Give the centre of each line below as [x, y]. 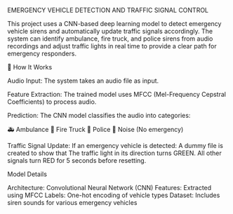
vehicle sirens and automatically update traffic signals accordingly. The [110, 31]
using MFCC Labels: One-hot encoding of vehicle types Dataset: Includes [114, 195]
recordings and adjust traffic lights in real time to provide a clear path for [112, 46]
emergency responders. [42, 53]
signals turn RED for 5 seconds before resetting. [77, 160]
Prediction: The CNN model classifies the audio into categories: [99, 115]
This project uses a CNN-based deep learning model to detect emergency [114, 24]
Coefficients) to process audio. [52, 102]
